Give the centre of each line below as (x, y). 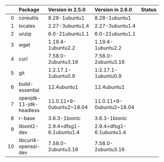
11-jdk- (29, 104)
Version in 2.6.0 (113, 10)
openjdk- (30, 98)
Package (29, 10)
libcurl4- (29, 140)
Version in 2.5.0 (67, 10)
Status (149, 10)
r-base (27, 118)
